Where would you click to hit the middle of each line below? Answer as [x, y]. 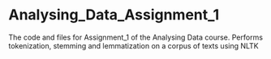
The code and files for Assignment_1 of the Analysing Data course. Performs [136, 37]
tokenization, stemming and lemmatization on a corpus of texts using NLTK [134, 45]
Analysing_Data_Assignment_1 [114, 15]
